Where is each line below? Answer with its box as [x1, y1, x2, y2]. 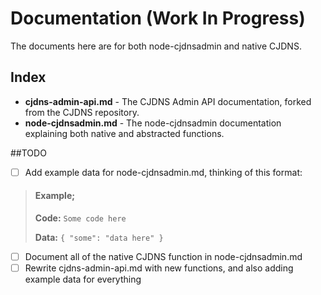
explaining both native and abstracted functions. [24, 127, 225, 139]
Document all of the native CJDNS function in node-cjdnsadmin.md [24, 251, 303, 263]
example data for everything [24, 273, 142, 286]
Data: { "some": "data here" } [34, 232, 164, 244]
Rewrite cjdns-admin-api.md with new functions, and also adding [24, 262, 294, 274]
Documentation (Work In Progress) [10, 7, 306, 30]
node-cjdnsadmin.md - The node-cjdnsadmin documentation [24, 117, 282, 129]
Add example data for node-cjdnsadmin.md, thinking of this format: [24, 166, 303, 178]
